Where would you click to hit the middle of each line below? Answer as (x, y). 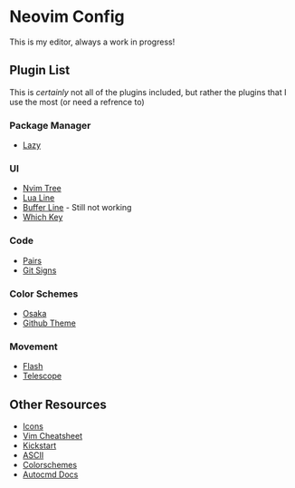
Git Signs (39, 270)
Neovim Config (67, 17)
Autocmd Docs (50, 474)
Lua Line (38, 198)
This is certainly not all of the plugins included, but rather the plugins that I (148, 92)
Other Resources (58, 404)
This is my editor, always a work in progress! (92, 42)
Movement (34, 346)
